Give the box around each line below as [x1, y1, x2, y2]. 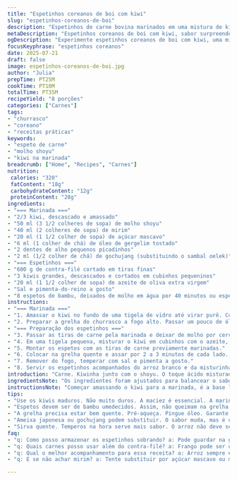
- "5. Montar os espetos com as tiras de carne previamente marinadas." [7, 345, 226, 352]
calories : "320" [10, 174, 59, 181]
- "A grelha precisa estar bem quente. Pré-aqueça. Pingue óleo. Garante [7, 410, 229, 417]
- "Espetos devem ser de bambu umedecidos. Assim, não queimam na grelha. [7, 403, 232, 411]
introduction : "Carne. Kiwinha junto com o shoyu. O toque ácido [7, 371, 203, 378]
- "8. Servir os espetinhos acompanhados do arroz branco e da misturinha [7, 364, 232, 371]
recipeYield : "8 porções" [7, 96, 83, 103]
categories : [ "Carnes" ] [7, 102, 78, 109]
